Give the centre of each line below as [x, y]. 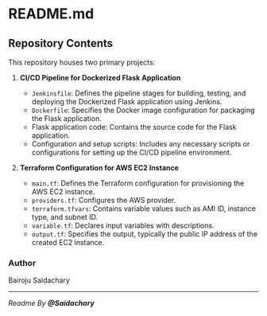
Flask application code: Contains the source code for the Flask [134, 127]
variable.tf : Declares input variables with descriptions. [123, 225]
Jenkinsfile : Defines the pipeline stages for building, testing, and [139, 93]
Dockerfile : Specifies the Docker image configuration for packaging [143, 110]
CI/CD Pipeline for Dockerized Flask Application [100, 78]
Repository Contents [61, 43]
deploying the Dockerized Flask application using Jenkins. [127, 101]
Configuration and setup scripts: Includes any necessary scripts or [141, 144]
